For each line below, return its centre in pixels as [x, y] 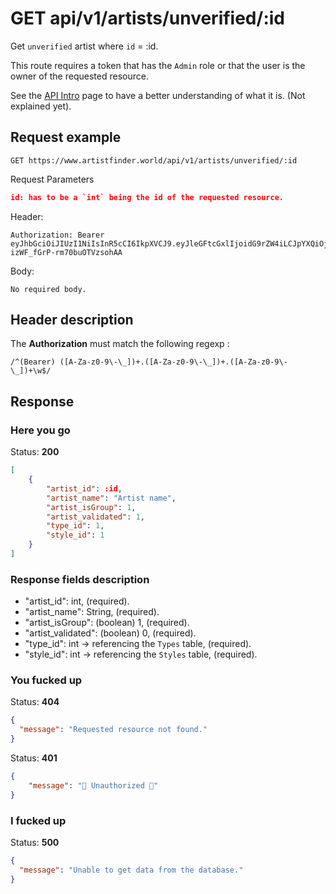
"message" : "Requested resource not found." [113, 730]
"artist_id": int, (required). [77, 601]
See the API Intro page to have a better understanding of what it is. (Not [158, 95]
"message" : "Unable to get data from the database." [131, 870]
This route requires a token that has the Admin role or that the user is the [158, 65]
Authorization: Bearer [57, 235]
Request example [66, 137]
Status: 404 [35, 702]
